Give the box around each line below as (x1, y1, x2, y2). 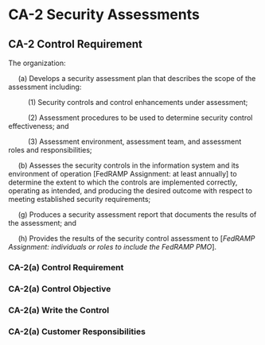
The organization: (8, 58, 66, 68)
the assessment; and (8, 219, 77, 227)
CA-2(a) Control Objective (8, 283, 111, 294)
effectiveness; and (8, 122, 69, 130)
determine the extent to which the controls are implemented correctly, (8, 177, 238, 187)
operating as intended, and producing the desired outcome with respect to (8, 186, 253, 196)
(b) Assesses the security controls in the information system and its (18, 161, 240, 170)
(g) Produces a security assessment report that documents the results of (18, 210, 257, 219)
